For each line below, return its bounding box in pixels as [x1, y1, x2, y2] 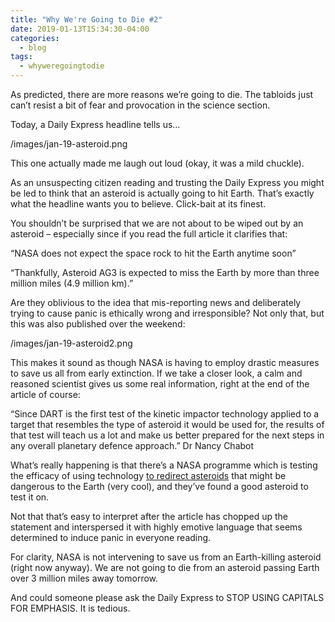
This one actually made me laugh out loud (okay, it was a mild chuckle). [10, 157, 305, 169]
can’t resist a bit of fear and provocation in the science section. [10, 99, 271, 111]
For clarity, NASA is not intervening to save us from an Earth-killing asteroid [10, 551, 322, 563]
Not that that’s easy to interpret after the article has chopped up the [10, 511, 288, 522]
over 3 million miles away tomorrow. [10, 572, 159, 584]
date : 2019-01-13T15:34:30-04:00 [10, 24, 150, 34]
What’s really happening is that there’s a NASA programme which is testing [10, 459, 318, 471]
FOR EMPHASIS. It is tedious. [10, 602, 131, 614]
